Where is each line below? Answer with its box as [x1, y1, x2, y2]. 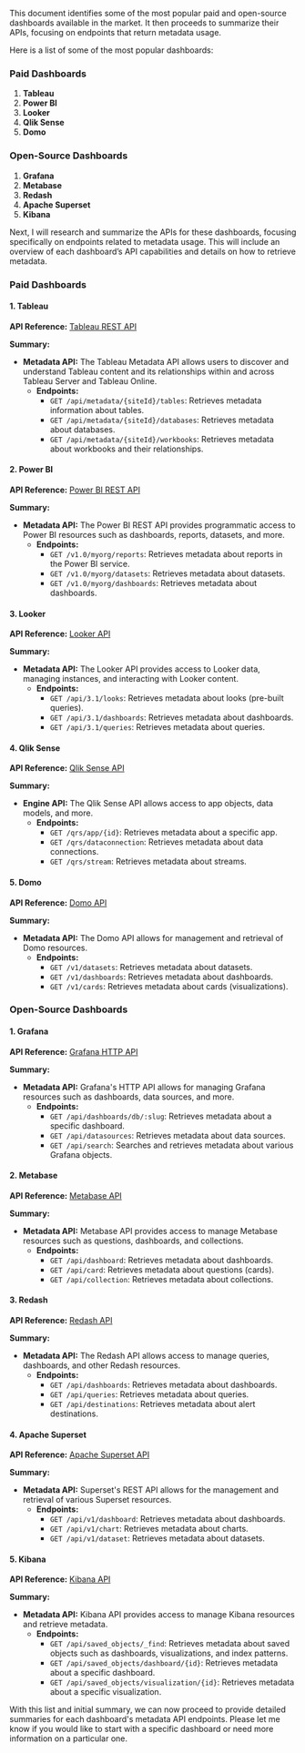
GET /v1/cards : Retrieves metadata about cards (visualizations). [49, 980, 289, 991]
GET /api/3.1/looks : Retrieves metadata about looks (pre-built [49, 693, 284, 704]
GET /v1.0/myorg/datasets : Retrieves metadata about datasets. [49, 568, 286, 579]
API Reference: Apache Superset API [9, 1449, 150, 1460]
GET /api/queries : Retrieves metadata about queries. [49, 1389, 249, 1400]
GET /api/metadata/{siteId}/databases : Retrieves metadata [49, 414, 275, 425]
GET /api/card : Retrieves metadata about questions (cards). [49, 1264, 275, 1275]
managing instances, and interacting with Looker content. [22, 674, 239, 684]
